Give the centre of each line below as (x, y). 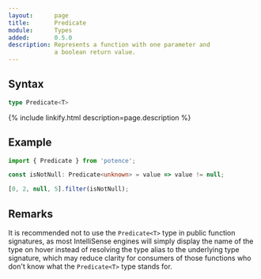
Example (30, 143)
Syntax (26, 84)
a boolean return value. (95, 52)
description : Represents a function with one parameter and (110, 45)
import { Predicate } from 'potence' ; (72, 160)
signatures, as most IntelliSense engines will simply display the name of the (131, 241)
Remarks (31, 214)
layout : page (38, 15)
